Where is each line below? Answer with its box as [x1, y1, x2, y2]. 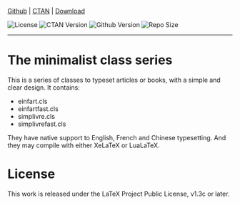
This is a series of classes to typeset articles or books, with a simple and [7, 75, 221, 84]
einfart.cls [17, 97, 48, 105]
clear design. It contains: [7, 83, 80, 92]
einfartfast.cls [17, 104, 59, 113]
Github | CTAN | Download [7, 7, 86, 15]
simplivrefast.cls [17, 120, 66, 128]
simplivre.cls [17, 112, 56, 120]
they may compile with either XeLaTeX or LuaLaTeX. [7, 141, 160, 149]
